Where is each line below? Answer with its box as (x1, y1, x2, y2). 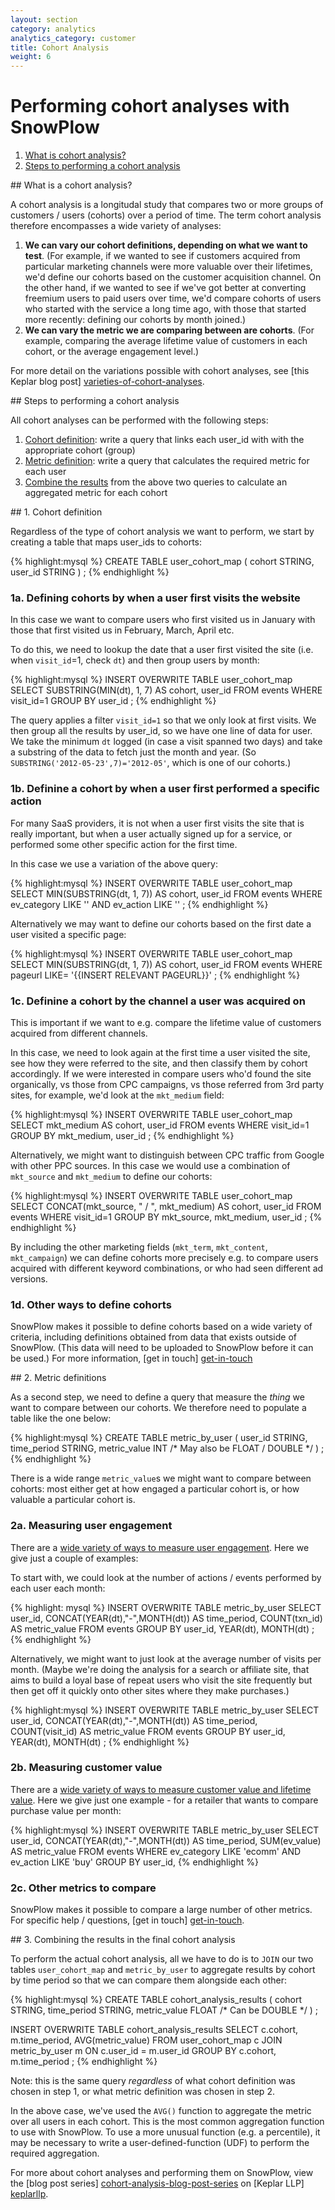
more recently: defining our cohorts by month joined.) (24, 314, 247, 326)
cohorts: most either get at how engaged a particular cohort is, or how (10, 1483, 300, 1495)
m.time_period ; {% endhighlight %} (10, 2056, 158, 2068)
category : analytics (10, 24, 97, 34)
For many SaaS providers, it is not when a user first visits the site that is (10, 817, 305, 829)
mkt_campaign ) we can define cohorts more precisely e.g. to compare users (10, 1251, 319, 1263)
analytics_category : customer (10, 33, 137, 43)
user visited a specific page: (10, 928, 127, 940)
